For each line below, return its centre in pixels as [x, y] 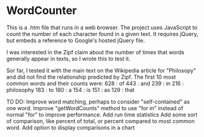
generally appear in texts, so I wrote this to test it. [68, 58]
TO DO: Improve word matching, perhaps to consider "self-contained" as [98, 102]
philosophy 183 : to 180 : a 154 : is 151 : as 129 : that [71, 90]
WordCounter [42, 11]
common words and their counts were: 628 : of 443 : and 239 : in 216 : [95, 83]
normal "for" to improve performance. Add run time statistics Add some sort [102, 114]
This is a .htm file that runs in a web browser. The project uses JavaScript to [102, 27]
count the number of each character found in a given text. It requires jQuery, [102, 33]
